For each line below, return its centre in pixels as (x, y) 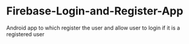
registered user (25, 34)
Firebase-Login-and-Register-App (95, 11)
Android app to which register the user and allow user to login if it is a (93, 28)
